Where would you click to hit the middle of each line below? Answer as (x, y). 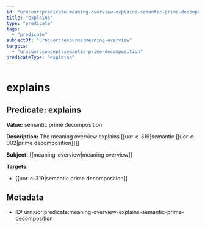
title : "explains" (30, 18)
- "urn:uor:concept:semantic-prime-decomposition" (77, 52)
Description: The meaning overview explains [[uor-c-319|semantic (91, 136)
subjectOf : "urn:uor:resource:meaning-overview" (69, 40)
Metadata (25, 198)
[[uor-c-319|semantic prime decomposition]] (71, 178)
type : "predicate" (30, 23)
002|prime (20, 143)
